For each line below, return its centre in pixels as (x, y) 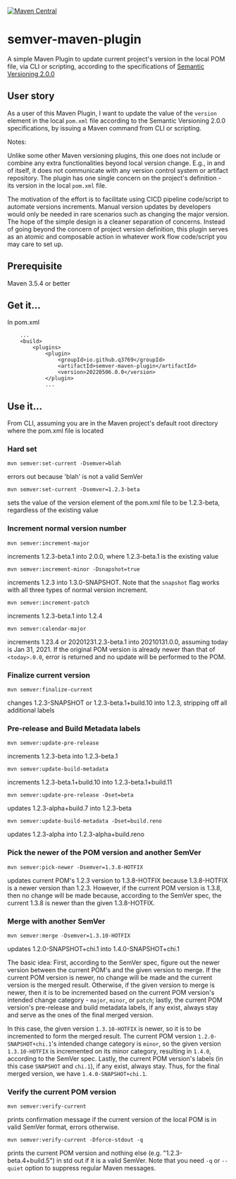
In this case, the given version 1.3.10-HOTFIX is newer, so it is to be (104, 1028)
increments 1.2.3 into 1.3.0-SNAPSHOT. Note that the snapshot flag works (113, 582)
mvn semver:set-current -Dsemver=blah (64, 464)
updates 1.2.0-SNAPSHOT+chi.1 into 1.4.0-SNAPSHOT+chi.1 (93, 948)
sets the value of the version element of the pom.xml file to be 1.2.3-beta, (114, 503)
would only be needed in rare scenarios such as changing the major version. (118, 214)
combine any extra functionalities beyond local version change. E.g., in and (116, 163)
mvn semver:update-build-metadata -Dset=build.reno (85, 821)
